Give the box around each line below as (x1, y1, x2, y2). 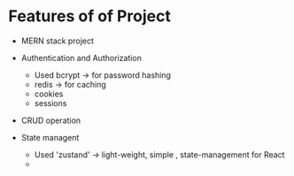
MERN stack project (20, 35, 95, 46)
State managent (20, 132, 80, 142)
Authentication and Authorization (20, 52, 143, 63)
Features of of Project (8, 6, 172, 27)
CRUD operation (20, 115, 81, 126)
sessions (34, 97, 67, 108)
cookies (34, 88, 64, 99)
